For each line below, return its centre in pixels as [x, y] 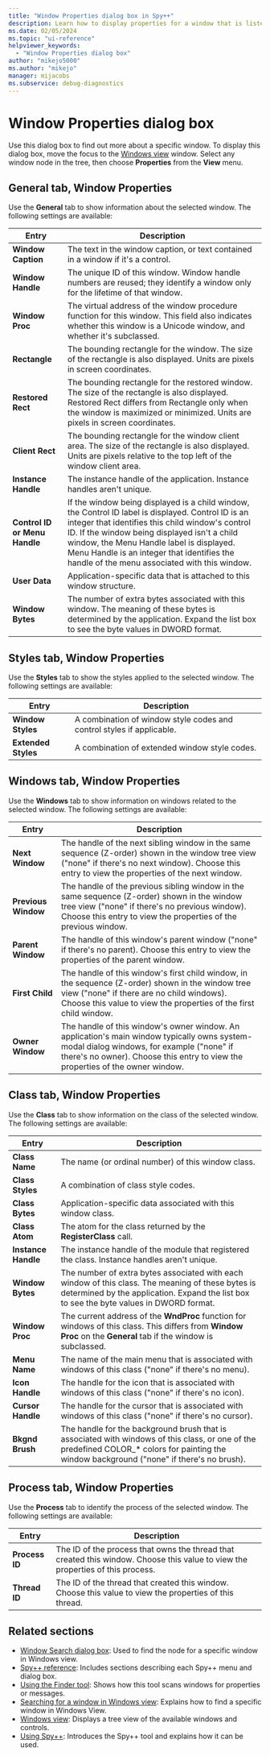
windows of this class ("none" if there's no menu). [155, 1369]
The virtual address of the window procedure [152, 306]
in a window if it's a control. [119, 260]
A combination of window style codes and [153, 720]
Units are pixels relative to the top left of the [149, 456]
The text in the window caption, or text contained [160, 249]
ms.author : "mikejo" [43, 69]
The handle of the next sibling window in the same [156, 843]
